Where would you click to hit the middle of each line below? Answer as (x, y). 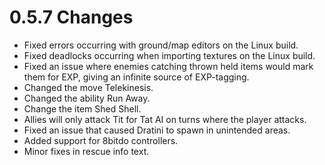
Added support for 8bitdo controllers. (101, 140)
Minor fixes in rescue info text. (86, 151)
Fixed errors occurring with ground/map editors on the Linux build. (161, 45)
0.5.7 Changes (71, 17)
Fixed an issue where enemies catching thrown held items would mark (168, 66)
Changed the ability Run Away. (87, 98)
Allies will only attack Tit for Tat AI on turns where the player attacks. (165, 119)
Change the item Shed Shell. (82, 108)
